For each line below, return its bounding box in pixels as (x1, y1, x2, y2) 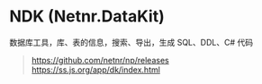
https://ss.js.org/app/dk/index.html (31, 64, 160, 75)
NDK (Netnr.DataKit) (9, 6, 165, 27)
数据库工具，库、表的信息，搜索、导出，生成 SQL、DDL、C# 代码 (9, 37, 254, 47)
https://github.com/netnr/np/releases (31, 55, 169, 65)
